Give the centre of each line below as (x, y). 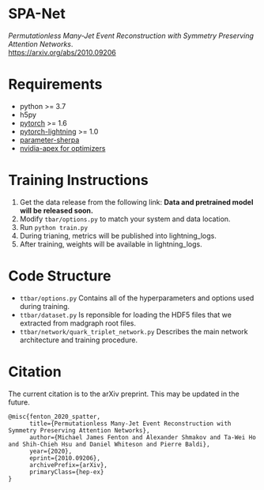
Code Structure (60, 276)
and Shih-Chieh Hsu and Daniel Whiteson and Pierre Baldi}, (109, 444)
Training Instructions (78, 181)
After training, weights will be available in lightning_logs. (111, 244)
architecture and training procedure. (79, 340)
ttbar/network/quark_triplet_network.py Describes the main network (134, 331)
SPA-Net (37, 14)
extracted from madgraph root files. (78, 323)
